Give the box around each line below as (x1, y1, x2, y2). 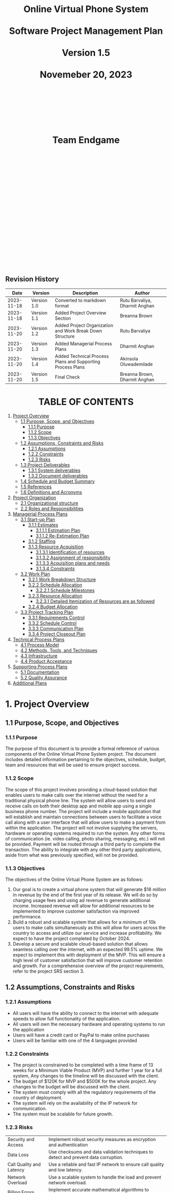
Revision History (5, 275, 59, 283)
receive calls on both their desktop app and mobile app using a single (5, 803, 152, 809)
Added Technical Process (55, 353, 109, 359)
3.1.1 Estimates (28, 522, 58, 528)
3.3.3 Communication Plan (28, 626, 84, 632)
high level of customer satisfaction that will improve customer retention (12, 957, 163, 963)
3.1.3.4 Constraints (35, 566, 75, 572)
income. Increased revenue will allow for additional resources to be (12, 902, 155, 909)
